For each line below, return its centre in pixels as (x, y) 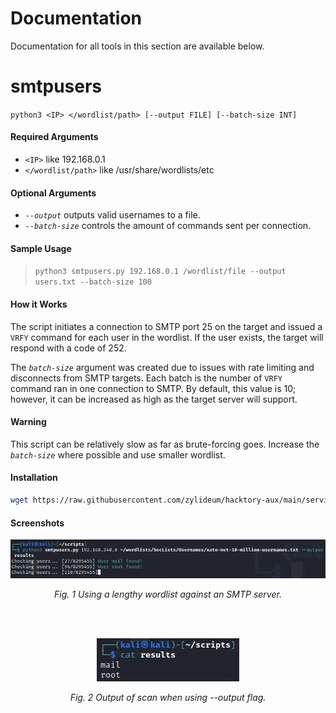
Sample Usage (41, 248)
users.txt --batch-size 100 (93, 282)
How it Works (39, 304)
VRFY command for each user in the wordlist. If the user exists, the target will (167, 337)
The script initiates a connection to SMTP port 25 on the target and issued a (166, 326)
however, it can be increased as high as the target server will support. (154, 399)
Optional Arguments (53, 193)
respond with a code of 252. (68, 348)
